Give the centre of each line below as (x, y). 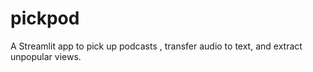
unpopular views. (46, 56)
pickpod (45, 18)
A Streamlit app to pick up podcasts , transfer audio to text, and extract (156, 46)
